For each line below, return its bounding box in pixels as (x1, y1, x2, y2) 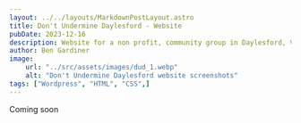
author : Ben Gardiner (9, 46, 90, 55)
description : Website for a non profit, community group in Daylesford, (9, 37, 287, 47)
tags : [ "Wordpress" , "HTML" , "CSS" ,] (9, 79, 150, 88)
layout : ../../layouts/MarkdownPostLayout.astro (9, 12, 194, 22)
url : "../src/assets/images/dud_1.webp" (25, 63, 178, 72)
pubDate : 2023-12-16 (9, 29, 87, 38)
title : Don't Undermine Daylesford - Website (9, 21, 182, 30)
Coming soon (9, 103, 59, 114)
